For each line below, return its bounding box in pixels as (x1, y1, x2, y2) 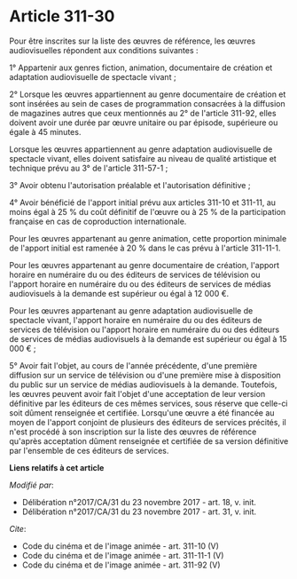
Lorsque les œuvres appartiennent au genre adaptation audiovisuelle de (9, 144, 273, 155)
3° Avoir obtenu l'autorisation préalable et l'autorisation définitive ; (9, 179, 251, 190)
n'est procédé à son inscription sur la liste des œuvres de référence (9, 426, 257, 437)
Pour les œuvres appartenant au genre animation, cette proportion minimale (9, 233, 287, 243)
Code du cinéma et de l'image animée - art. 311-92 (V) (21, 559, 221, 570)
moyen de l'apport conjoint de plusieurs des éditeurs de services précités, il (9, 416, 286, 427)
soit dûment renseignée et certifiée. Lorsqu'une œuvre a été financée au (9, 407, 275, 418)
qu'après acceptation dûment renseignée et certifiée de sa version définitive (9, 435, 289, 446)
